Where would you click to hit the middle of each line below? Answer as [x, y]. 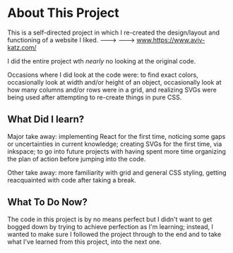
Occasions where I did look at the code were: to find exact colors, [103, 75]
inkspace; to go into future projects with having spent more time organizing [116, 151]
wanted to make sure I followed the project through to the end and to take [114, 234]
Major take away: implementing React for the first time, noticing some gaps [116, 136]
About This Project [64, 13]
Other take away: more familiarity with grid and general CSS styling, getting [117, 172]
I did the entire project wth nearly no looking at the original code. [102, 61]
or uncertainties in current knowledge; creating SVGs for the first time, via [115, 144]
